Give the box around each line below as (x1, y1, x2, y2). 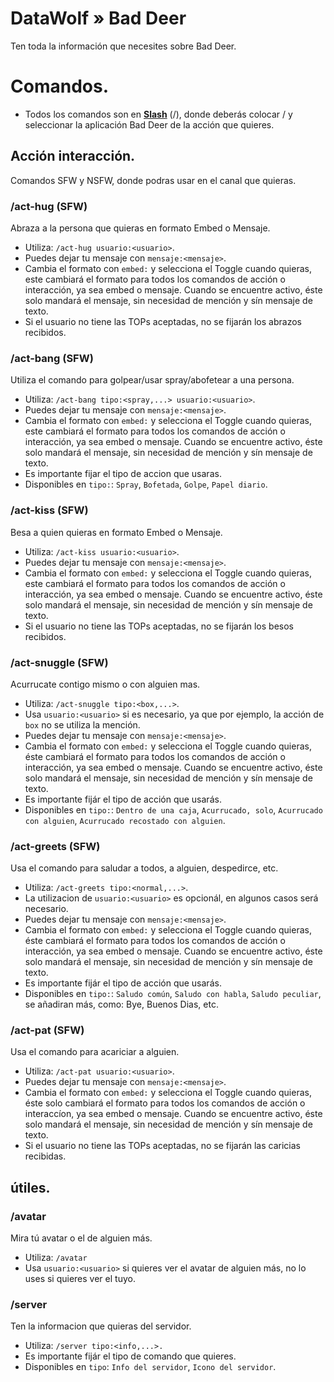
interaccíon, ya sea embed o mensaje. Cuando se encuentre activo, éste (24, 1108, 323, 1120)
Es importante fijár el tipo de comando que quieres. (24, 1350, 237, 1362)
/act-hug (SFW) (10, 199, 88, 213)
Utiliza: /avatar (24, 1252, 88, 1264)
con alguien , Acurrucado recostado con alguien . (24, 814, 226, 826)
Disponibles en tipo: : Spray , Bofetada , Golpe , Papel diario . (24, 478, 268, 491)
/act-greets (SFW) (10, 839, 101, 853)
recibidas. (24, 1150, 67, 1162)
